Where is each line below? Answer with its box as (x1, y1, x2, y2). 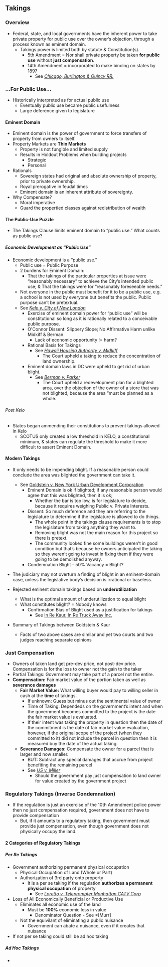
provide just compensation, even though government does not (20, 823, 149, 829)
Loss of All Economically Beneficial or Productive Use (12, 896, 123, 902)
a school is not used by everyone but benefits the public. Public (20, 294, 151, 300)
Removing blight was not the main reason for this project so (35, 529, 158, 536)
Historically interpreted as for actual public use (12, 97, 109, 103)
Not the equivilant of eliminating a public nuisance (20, 917, 124, 923)
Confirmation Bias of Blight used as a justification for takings (27, 606, 153, 612)
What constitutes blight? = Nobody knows (20, 601, 107, 607)
